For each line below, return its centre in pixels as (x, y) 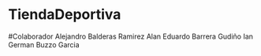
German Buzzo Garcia (44, 44)
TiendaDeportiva (65, 15)
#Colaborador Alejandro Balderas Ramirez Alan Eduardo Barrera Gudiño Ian (131, 36)
